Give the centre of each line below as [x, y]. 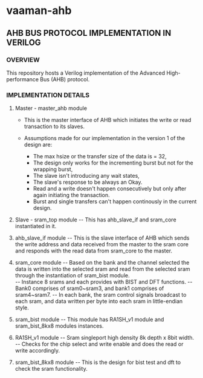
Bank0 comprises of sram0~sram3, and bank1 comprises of [89, 288]
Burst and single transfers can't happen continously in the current [115, 201]
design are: [38, 145]
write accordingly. [37, 351]
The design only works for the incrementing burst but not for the [113, 163]
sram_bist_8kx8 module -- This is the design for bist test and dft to [98, 362]
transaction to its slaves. [54, 127]
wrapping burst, [53, 169]
